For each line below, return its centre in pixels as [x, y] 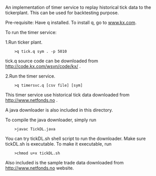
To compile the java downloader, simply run [51, 120]
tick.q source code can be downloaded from [52, 61]
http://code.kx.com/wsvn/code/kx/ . [43, 66]
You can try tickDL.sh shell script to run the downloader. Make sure [75, 138]
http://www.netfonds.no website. [40, 168]
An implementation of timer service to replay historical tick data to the [78, 7]
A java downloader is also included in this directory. [59, 110]
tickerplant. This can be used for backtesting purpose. [62, 13]
